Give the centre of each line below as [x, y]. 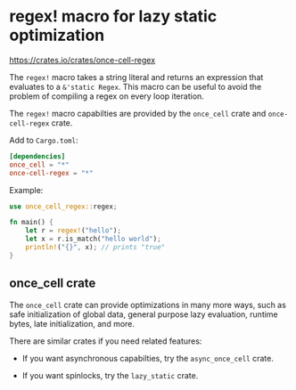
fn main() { [31, 223]
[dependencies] [37, 156]
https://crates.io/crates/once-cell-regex [82, 60]
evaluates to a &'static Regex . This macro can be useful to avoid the [136, 86]
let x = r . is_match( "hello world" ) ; [94, 239]
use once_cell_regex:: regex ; [63, 207]
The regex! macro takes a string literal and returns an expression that [136, 77]
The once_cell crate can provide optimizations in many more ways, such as [148, 305]
